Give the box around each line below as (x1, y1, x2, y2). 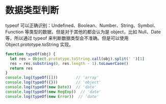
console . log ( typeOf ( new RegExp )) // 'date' (5, 89, 101, 94)
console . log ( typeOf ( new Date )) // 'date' (5, 85, 97, 90)
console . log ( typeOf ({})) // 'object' (5, 80, 101, 85)
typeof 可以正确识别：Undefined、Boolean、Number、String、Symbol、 (5, 22, 158, 28)
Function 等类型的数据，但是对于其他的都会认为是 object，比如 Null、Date (5, 28, 161, 34)
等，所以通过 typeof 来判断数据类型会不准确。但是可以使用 (5, 35, 129, 41)
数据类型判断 (5, 5, 60, 16)
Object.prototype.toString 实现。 (5, 41, 74, 47)
